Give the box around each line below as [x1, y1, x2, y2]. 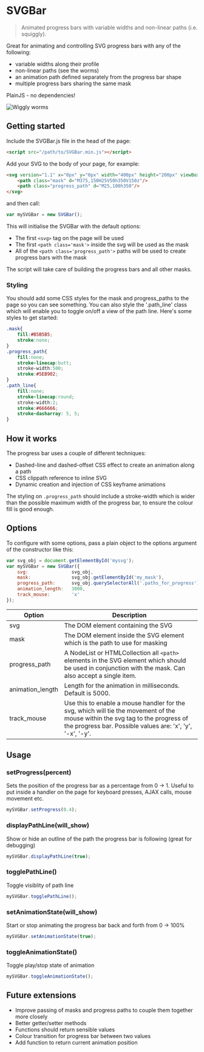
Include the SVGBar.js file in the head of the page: [6, 137, 131, 144]
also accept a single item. [64, 671, 137, 680]
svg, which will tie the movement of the [64, 706, 175, 715]
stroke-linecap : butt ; [17, 360, 72, 366]
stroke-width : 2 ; [17, 400, 59, 406]
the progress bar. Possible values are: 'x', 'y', [64, 721, 192, 730]
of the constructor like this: [6, 546, 74, 553]
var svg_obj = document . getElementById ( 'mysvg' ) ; [6, 557, 135, 563]
